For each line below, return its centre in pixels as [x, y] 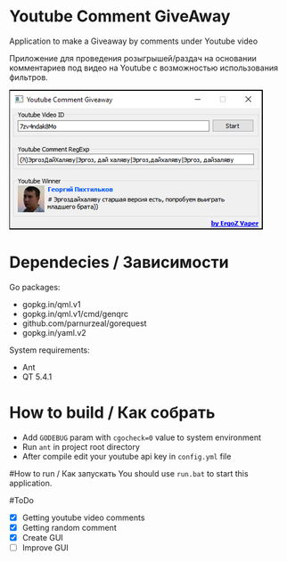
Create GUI [43, 537]
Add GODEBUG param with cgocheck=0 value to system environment [141, 437]
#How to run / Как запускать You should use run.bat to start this [129, 473]
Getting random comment [70, 527]
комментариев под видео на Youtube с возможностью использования [144, 68]
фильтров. [29, 77]
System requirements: [50, 350]
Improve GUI [45, 548]
